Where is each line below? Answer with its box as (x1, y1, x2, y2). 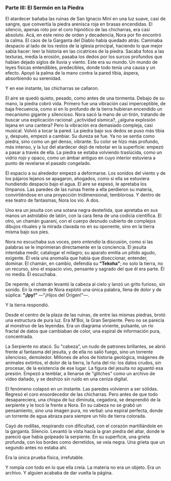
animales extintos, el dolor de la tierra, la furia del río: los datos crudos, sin (5, 359, 161, 366)
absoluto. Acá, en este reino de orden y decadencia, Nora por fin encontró (5, 32, 161, 38)
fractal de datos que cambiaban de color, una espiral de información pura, (5, 328, 161, 334)
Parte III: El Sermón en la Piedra (5, 4, 84, 11)
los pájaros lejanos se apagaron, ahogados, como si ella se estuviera (5, 176, 150, 182)
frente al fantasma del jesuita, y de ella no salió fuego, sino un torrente (5, 349, 153, 355)
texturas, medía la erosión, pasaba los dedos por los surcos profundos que (5, 54, 163, 60)
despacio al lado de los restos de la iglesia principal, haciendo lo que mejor (5, 43, 163, 49)
